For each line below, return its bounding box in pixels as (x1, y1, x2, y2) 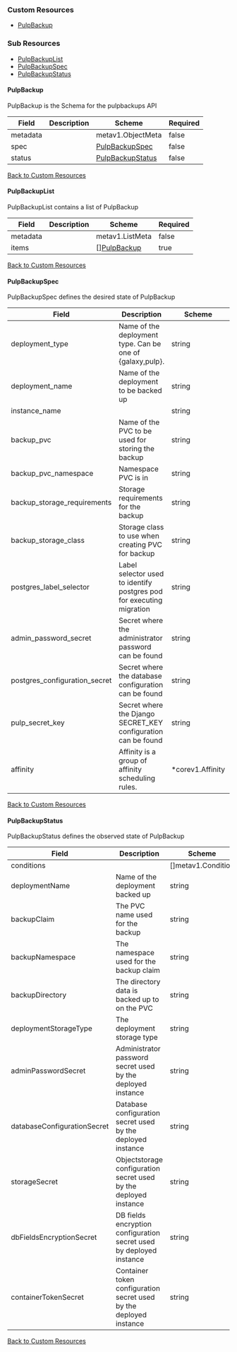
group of (119, 756, 147, 766)
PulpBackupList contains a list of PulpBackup (7, 203, 139, 211)
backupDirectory (11, 990, 67, 1000)
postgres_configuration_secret (11, 675, 112, 685)
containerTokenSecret (11, 1292, 85, 1302)
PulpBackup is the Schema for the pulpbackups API (7, 101, 157, 110)
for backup (119, 548, 155, 558)
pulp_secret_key (11, 718, 65, 727)
